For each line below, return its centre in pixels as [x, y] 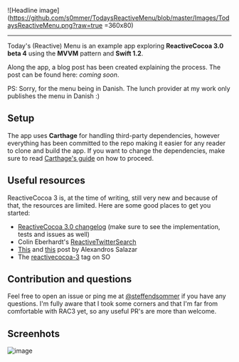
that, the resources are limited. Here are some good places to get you [109, 205]
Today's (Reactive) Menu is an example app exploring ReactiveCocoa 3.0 [116, 46]
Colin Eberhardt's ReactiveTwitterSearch [77, 242]
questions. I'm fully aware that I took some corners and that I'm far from [113, 304]
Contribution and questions [70, 279]
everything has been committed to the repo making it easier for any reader [117, 143]
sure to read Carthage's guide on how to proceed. [81, 158]
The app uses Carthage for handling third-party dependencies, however [114, 135]
